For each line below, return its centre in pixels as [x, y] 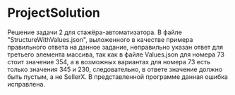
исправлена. [26, 84]
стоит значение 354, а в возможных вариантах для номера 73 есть [109, 61]
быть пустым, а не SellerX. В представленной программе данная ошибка [117, 76]
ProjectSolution [54, 13]
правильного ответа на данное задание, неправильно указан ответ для [115, 47]
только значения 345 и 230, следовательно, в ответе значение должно [115, 69]
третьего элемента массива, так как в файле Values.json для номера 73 [116, 54]
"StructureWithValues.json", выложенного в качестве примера [100, 39]
